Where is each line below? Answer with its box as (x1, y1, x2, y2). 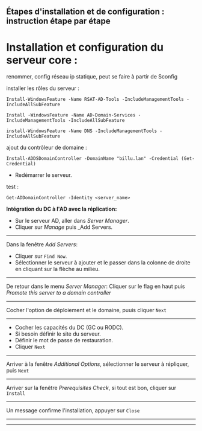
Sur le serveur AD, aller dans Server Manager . (14, 217, 129, 225)
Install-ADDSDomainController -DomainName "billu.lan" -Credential (6, 156, 179, 162)
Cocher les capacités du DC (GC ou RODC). (14, 324, 124, 331)
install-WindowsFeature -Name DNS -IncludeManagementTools (6, 128, 158, 134)
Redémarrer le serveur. (14, 171, 72, 179)
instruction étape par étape (6, 16, 111, 27)
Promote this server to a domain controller (6, 289, 111, 296)
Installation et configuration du (6, 40, 164, 54)
